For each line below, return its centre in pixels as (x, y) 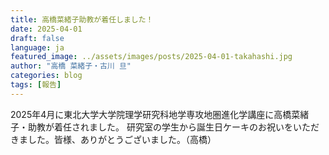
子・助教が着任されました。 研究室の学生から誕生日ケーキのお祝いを (151, 127)
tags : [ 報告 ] (36, 85)
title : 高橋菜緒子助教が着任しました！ (82, 19)
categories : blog (46, 76)
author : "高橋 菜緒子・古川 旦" (71, 66)
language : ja (37, 47)
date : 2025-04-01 (46, 29)
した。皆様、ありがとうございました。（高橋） (122, 139)
